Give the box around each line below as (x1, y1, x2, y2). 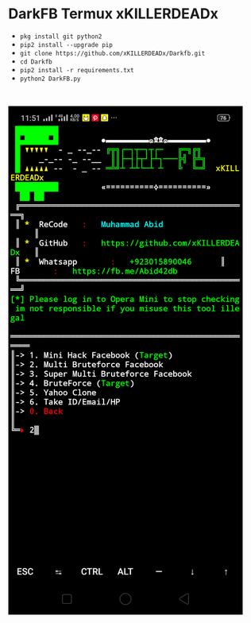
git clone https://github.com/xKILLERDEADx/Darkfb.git (19, 49, 206, 57)
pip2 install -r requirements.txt (19, 66, 134, 74)
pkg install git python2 (19, 33, 102, 41)
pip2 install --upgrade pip (19, 41, 113, 48)
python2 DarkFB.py (19, 75, 81, 83)
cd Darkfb (19, 57, 53, 66)
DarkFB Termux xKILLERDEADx (8, 5, 218, 23)
